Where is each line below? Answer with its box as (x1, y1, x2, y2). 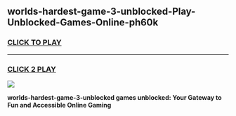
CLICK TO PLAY (7, 38, 62, 48)
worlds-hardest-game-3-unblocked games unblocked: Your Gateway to (7, 93, 223, 101)
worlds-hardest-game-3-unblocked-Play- (7, 6, 196, 18)
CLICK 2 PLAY (7, 64, 56, 74)
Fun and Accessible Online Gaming (7, 101, 112, 109)
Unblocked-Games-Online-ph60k (7, 17, 159, 29)
